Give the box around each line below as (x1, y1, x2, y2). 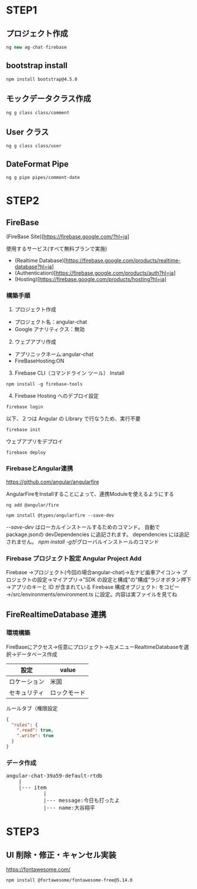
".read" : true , (16, 727, 54, 733)
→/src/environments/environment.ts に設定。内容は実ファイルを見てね (6, 591, 178, 598)
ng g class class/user (6, 143, 62, 149)
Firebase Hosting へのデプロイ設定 (14, 392, 99, 399)
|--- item (18, 784, 47, 791)
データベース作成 (16, 651, 58, 658)
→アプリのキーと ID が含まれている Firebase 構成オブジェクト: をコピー (6, 584, 180, 591)
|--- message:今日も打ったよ (43, 797, 120, 804)
